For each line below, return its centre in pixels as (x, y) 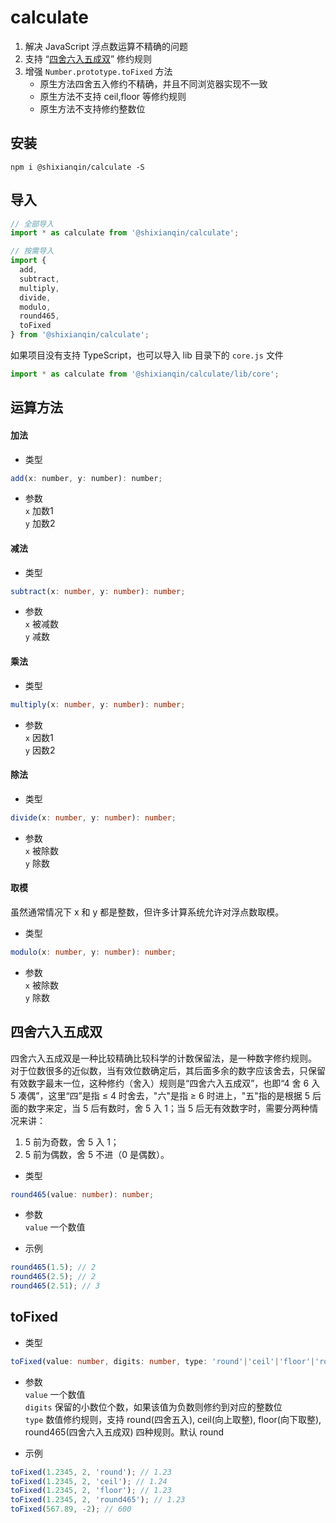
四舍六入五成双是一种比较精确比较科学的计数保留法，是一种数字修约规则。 (163, 1058)
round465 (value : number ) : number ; (82, 1194)
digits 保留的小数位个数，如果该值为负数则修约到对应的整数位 (153, 1407)
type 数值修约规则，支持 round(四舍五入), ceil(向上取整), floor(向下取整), (173, 1419)
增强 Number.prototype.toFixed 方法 (98, 71)
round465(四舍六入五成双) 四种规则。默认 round (124, 1432)
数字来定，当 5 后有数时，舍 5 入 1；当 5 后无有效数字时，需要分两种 (168, 1108)
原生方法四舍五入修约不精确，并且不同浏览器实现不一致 (153, 83)
